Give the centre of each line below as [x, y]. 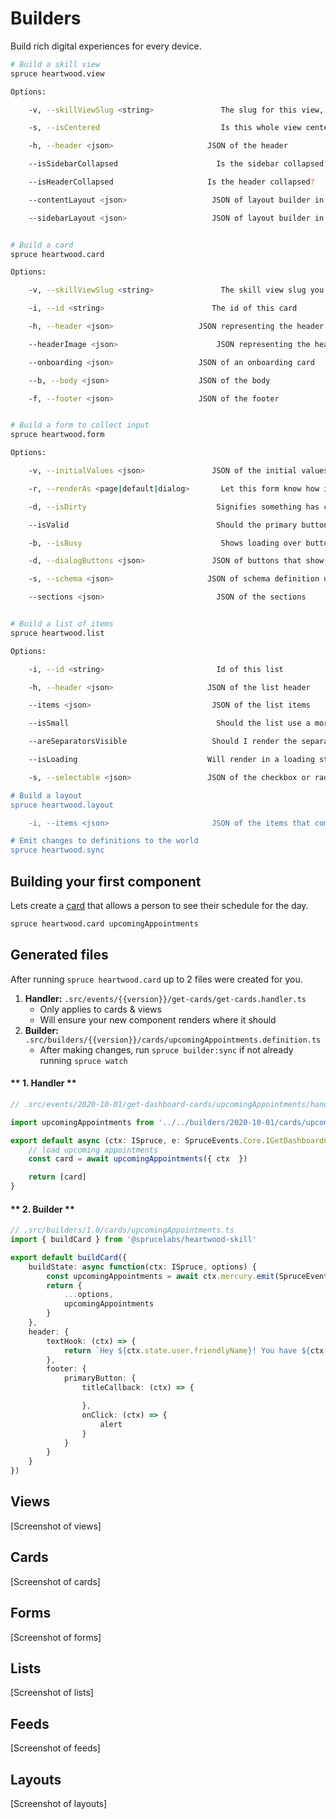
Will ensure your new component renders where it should [158, 1019]
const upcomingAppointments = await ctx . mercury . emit [160, 1276]
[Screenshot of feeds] [55, 1748]
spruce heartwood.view [57, 73]
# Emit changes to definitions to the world [104, 841]
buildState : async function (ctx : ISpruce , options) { [142, 1267]
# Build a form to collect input [80, 425]
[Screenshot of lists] [52, 1693]
